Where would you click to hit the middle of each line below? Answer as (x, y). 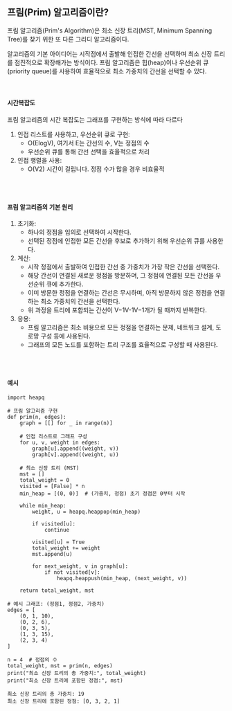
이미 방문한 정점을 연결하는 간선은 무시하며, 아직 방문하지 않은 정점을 (120, 293)
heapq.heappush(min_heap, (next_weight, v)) (122, 579)
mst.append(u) (52, 555)
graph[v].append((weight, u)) (75, 455)
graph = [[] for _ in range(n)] (66, 423)
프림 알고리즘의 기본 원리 (40, 207)
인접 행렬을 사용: (39, 161)
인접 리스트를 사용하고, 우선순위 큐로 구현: (73, 134)
